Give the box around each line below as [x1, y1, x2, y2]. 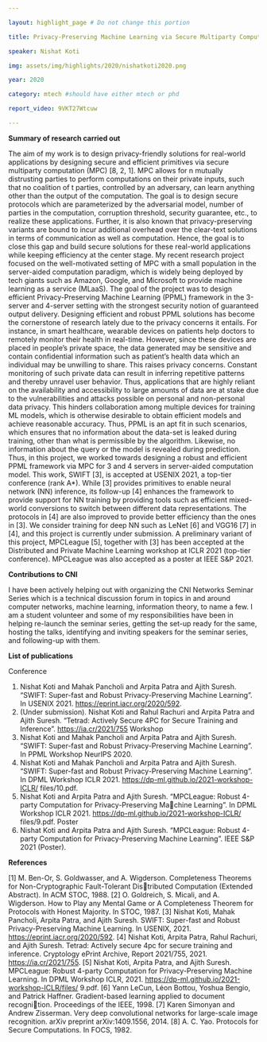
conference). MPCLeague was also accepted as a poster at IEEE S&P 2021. [8, 554, 254, 564]
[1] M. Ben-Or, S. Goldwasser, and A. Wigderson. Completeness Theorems [8, 873, 252, 882]
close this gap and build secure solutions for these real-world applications [8, 242, 251, 251]
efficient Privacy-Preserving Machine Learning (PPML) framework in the [8, 292, 245, 302]
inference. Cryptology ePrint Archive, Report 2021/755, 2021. [8, 949, 208, 959]
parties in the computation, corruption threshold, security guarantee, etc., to [8, 207, 257, 217]
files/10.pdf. [39, 783, 79, 792]
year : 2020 [8, 76, 44, 84]
